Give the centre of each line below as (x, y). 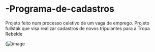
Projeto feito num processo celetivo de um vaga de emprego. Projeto (77, 23)
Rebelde (14, 34)
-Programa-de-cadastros (60, 9)
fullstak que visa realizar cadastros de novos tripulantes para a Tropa (77, 28)
